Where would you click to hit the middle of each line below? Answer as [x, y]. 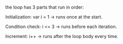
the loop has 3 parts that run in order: [45, 7]
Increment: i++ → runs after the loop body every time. [62, 36]
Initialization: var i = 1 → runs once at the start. [54, 17]
